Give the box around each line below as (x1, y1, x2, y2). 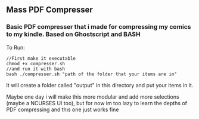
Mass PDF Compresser (6, 5, 94, 15)
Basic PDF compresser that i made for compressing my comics (6, 23, 192, 31)
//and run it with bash (6, 66, 66, 72)
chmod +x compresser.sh (6, 60, 66, 66)
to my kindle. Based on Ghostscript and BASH (6, 30, 141, 38)
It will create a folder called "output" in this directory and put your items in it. (6, 81, 194, 89)
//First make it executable (6, 55, 76, 62)
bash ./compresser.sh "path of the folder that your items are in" (6, 71, 178, 77)
